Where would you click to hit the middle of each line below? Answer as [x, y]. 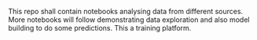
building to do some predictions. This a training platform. [100, 28]
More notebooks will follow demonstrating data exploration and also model [129, 20]
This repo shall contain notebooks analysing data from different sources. [126, 11]
